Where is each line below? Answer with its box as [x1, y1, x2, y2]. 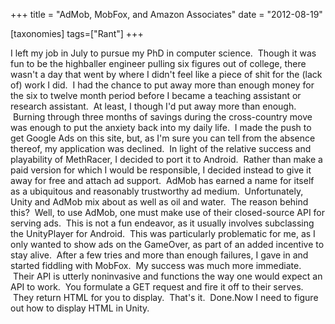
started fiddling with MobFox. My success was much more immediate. [10, 260, 302, 271]
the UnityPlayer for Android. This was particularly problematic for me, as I [10, 228, 316, 239]
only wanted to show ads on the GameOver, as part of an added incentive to [10, 239, 325, 250]
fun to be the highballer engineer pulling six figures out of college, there [10, 58, 307, 69]
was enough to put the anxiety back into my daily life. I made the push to [10, 122, 312, 133]
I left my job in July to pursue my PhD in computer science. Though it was [10, 47, 317, 59]
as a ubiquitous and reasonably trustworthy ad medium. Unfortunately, [10, 185, 304, 197]
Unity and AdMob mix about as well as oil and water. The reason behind [10, 196, 309, 208]
